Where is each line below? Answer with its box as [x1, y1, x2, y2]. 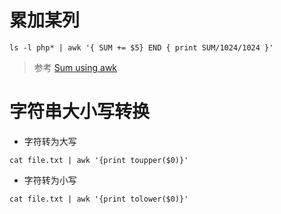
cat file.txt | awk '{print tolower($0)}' [9, 194, 189, 204]
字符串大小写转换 [9, 101, 151, 123]
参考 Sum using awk [33, 61, 118, 73]
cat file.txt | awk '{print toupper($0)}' [9, 155, 189, 165]
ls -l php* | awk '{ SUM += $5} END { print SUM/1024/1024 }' [9, 42, 274, 53]
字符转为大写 [23, 135, 77, 147]
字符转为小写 [23, 174, 77, 186]
